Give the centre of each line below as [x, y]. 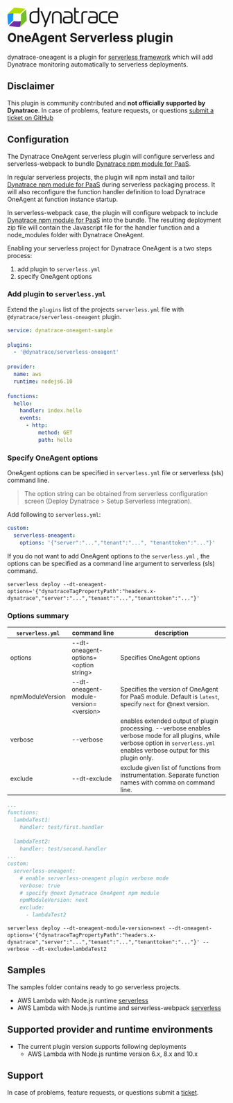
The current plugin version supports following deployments [102, 1046]
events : [31, 418]
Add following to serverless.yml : [54, 515]
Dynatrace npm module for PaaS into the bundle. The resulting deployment [114, 220]
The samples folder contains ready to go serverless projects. [94, 987]
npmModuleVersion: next [54, 900]
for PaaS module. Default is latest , [170, 696]
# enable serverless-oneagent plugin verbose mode [94, 878]
